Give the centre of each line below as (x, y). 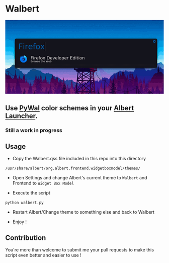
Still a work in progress (34, 130)
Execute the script (31, 193)
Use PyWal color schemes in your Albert (70, 108)
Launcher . (21, 116)
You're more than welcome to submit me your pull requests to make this (80, 250)
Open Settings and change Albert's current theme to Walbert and (80, 178)
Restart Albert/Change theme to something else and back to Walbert (83, 212)
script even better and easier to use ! (43, 255)
